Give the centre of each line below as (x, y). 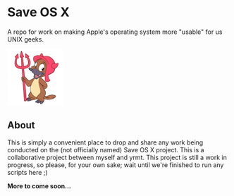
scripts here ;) (27, 172)
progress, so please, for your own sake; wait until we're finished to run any (116, 165)
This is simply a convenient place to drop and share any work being (105, 142)
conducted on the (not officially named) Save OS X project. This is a (106, 149)
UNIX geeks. (26, 39)
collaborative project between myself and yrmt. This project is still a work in (117, 157)
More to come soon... (39, 186)
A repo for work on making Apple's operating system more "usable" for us (115, 32)
